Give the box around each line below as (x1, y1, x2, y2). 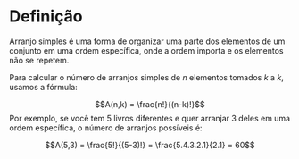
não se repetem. (9, 54, 70, 65)
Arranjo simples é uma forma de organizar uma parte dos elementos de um (9, 36, 286, 46)
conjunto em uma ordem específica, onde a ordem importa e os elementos (9, 45, 284, 55)
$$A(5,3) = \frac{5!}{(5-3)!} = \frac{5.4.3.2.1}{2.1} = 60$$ (45, 139, 255, 150)
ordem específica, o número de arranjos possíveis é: (9, 122, 203, 133)
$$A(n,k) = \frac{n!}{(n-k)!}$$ (95, 98, 205, 109)
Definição (9, 6, 83, 27)
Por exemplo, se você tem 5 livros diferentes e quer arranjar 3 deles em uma (9, 113, 291, 123)
